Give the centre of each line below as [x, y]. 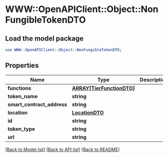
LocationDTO [88, 112]
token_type [21, 129]
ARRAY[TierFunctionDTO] [103, 88]
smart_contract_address [37, 104]
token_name [23, 96]
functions [19, 88]
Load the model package [44, 38]
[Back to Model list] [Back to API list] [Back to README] [62, 149]
